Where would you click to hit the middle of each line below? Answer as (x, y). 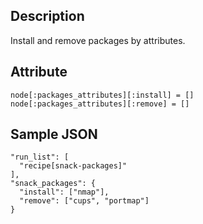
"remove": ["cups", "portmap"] (84, 201)
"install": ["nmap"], (64, 192)
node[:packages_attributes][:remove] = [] (100, 104)
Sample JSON (54, 134)
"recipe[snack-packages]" (73, 166)
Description (47, 16)
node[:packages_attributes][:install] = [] (102, 95)
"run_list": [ (40, 157)
